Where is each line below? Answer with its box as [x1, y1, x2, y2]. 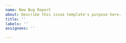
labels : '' [5, 21, 28, 26]
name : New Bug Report [5, 7, 51, 12]
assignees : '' [5, 26, 36, 31]
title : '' [5, 16, 26, 21]
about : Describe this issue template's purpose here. [5, 12, 122, 17]
